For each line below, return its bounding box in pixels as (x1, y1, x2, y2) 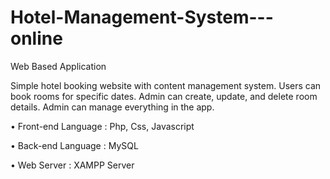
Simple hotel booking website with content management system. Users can (10, 79, 322, 91)
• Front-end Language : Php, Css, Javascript (10, 120, 195, 132)
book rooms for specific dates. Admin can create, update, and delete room (10, 90, 318, 102)
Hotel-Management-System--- (10, 6, 274, 29)
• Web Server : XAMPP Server (10, 159, 135, 171)
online (10, 27, 63, 50)
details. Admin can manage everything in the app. (10, 101, 215, 113)
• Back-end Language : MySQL (10, 139, 139, 151)
